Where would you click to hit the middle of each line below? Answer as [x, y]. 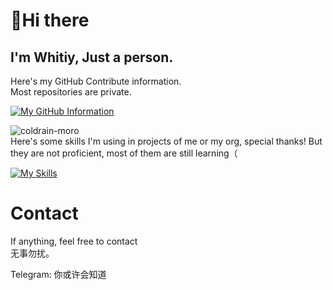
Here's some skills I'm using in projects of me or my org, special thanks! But [166, 141]
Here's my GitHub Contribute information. [96, 81]
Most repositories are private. [71, 92]
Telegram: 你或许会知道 [58, 274]
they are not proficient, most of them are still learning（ [124, 153]
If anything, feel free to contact [74, 241]
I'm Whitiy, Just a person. [92, 57]
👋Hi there [50, 20]
